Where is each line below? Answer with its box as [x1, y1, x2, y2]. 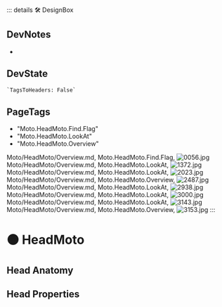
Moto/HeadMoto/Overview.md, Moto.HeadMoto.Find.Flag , [6, 153, 176, 162]
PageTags [6, 106, 51, 118]
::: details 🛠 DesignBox [6, 6, 74, 14]
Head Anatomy [6, 264, 74, 276]
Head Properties [6, 288, 80, 301]
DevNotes [6, 29, 51, 41]
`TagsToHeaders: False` [6, 87, 77, 94]
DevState [6, 68, 48, 80]
